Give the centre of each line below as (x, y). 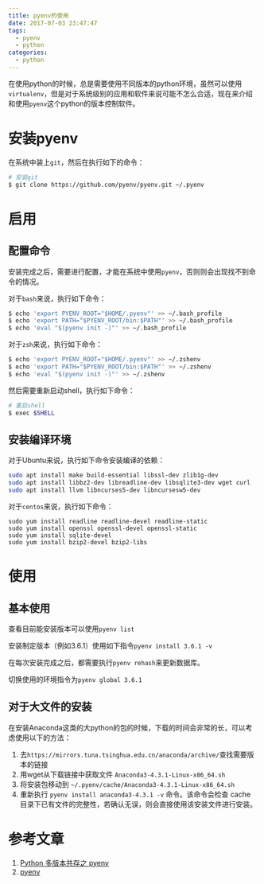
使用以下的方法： (43, 738)
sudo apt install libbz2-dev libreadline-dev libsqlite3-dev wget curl (129, 483)
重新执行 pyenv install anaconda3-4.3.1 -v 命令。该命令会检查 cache (135, 794)
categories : (28, 53)
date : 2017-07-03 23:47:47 (53, 23)
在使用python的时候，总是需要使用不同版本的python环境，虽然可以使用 (125, 84)
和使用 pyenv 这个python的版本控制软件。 (74, 103)
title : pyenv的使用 (39, 16)
